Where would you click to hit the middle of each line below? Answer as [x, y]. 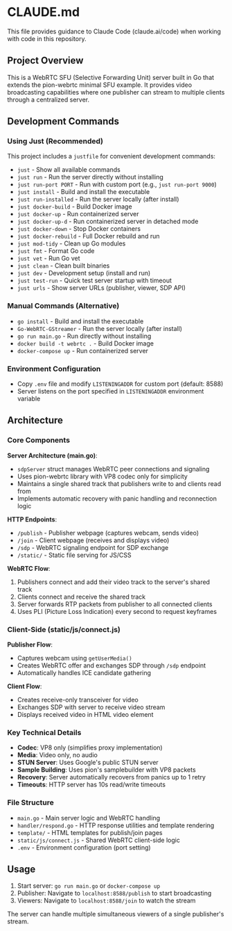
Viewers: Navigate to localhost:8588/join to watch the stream [106, 900]
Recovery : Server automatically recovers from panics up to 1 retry [111, 777]
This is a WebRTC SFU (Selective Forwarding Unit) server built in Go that [111, 77]
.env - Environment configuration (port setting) [84, 847]
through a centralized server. [48, 99]
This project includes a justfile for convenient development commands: [111, 156]
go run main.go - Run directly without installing [84, 336]
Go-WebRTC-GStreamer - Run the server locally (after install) [99, 328]
